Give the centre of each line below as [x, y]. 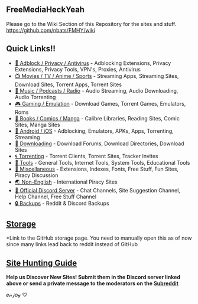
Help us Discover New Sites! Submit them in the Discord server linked [93, 277]
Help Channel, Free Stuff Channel [55, 197]
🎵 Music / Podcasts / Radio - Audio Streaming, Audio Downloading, [96, 90]
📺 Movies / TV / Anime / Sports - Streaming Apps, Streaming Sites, [97, 76]
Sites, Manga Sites [37, 125]
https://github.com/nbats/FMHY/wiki [51, 30]
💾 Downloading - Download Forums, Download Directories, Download [99, 143]
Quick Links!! [31, 49]
